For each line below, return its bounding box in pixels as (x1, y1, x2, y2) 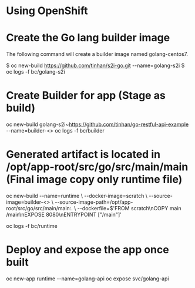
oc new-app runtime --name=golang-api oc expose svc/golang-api (6, 275, 169, 282)
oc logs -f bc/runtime (6, 223, 58, 229)
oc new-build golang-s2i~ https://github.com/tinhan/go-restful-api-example (6, 121, 189, 128)
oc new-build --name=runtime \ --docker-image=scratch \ (6, 193, 148, 199)
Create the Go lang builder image (6, 31, 170, 45)
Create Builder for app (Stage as (6, 89, 166, 102)
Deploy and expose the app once (6, 243, 169, 257)
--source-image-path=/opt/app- (55, 198, 133, 206)
